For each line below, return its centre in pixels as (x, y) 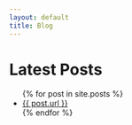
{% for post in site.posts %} (73, 94)
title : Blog (31, 26)
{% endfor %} (47, 113)
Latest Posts (56, 70)
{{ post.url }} (45, 104)
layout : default (39, 17)
